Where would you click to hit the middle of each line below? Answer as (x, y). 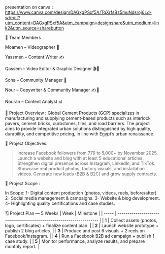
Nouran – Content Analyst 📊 (34, 101)
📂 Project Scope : (23, 183)
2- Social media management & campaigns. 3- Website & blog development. (82, 198)
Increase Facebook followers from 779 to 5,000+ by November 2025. (87, 153)
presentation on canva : (29, 7)
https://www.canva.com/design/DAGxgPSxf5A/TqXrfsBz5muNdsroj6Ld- (78, 12)
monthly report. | (22, 246)
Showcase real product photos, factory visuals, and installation (81, 169)
